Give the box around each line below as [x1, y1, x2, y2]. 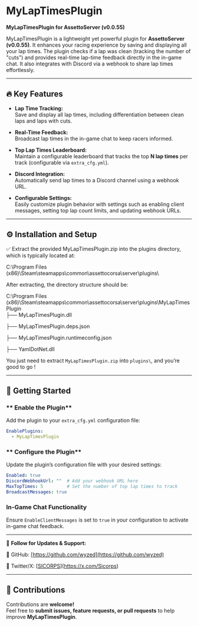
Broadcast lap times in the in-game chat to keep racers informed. [14, 135, 173, 142]
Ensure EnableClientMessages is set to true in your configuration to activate [6, 516, 189, 523]
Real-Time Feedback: [14, 129, 68, 136]
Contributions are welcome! [6, 601, 75, 608]
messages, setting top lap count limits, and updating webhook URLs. [14, 207, 181, 214]
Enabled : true [6, 473, 41, 478]
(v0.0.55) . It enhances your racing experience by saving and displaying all [6, 41, 187, 48]
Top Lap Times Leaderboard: [14, 146, 87, 153]
